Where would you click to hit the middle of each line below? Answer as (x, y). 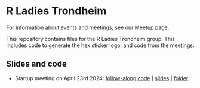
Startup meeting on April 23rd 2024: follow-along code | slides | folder (101, 78)
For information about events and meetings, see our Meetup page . (88, 27)
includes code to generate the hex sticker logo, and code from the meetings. (100, 45)
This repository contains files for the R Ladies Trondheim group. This (90, 39)
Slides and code (37, 64)
